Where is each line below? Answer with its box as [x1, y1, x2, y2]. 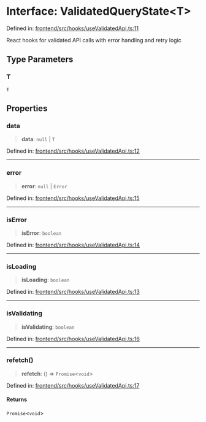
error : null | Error [21, 182, 67, 190]
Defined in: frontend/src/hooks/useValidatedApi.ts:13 [6, 288, 140, 296]
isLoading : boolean [21, 276, 70, 283]
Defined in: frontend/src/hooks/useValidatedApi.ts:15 [6, 194, 140, 202]
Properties [6, 103, 48, 114]
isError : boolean [21, 229, 62, 237]
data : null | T [21, 136, 55, 143]
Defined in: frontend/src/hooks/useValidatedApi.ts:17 [6, 382, 140, 389]
